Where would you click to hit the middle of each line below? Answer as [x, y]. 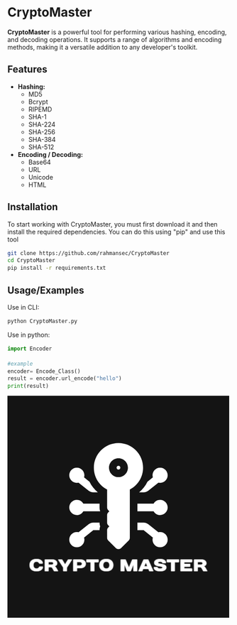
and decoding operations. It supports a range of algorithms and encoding [115, 39]
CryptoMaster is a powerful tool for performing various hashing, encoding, [117, 32]
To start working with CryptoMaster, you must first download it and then [112, 224]
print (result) [28, 386]
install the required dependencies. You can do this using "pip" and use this [116, 232]
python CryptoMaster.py [43, 321]
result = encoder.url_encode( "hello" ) [65, 379]
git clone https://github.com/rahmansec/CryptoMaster [89, 253]
